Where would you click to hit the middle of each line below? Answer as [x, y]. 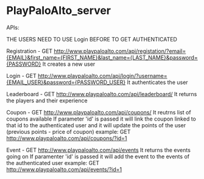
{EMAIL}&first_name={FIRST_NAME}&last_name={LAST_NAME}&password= [102, 57]
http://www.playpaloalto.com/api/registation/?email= [120, 51]
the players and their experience [47, 100]
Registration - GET [30, 51]
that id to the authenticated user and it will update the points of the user [96, 125]
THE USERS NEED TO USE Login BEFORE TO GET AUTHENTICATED [92, 39]
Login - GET [21, 75]
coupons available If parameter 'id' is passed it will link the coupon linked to [101, 119]
